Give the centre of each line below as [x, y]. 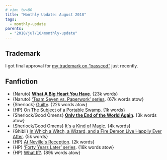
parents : [14, 29]
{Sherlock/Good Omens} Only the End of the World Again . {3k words [85, 115]
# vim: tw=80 [19, 10]
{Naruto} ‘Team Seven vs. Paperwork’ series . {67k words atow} [78, 99]
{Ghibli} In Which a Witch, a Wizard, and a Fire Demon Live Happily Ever [87, 131]
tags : [11, 19]
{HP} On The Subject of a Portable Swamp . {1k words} [69, 110]
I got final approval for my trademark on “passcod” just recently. [72, 65]
